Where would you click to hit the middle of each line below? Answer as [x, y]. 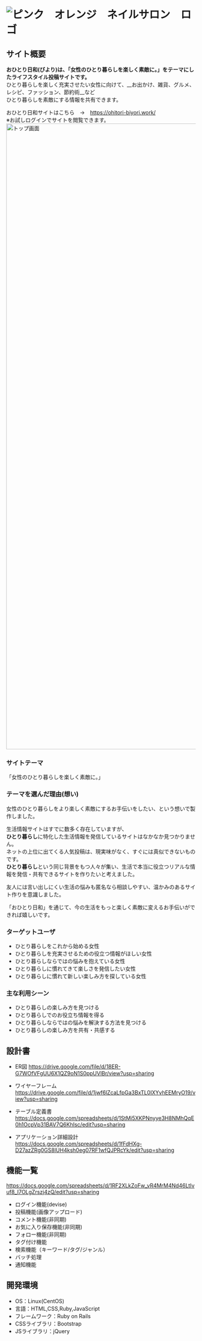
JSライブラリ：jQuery [42, 1331]
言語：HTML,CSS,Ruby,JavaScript [57, 1308]
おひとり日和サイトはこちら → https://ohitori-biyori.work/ [81, 112]
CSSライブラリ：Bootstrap [48, 1324]
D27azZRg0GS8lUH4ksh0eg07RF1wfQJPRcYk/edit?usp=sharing [94, 1150]
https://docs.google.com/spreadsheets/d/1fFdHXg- [78, 1144]
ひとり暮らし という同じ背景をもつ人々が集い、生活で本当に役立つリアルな [98, 866]
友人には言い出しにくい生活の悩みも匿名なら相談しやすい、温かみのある [96, 887]
